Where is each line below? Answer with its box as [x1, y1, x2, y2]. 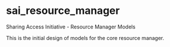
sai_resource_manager [6, 4, 120, 17]
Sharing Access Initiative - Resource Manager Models [6, 23, 136, 30]
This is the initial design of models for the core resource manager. [6, 34, 165, 41]
